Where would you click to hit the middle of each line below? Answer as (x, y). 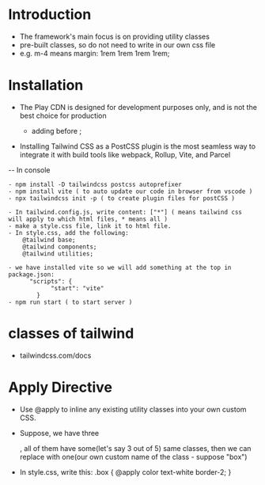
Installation (46, 85)
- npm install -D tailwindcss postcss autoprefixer (95, 184)
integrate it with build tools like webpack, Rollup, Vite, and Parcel (125, 154)
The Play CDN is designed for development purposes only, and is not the (138, 107)
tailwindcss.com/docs (55, 355)
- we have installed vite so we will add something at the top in (120, 267)
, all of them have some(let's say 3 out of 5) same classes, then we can (135, 448)
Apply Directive (61, 387)
